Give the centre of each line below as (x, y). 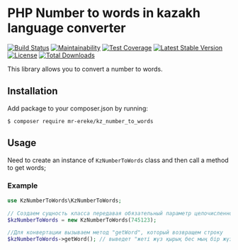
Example (23, 186)
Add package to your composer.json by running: (78, 108)
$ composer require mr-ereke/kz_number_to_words (80, 121)
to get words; (27, 167)
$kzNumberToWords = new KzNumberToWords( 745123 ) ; (82, 220)
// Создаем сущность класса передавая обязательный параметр (100, 213)
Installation (33, 91)
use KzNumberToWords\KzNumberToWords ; (64, 200)
